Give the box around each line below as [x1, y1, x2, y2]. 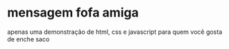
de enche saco [7, 35, 50, 43]
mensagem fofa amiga [7, 5, 139, 21]
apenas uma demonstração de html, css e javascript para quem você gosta [7, 28, 223, 36]
